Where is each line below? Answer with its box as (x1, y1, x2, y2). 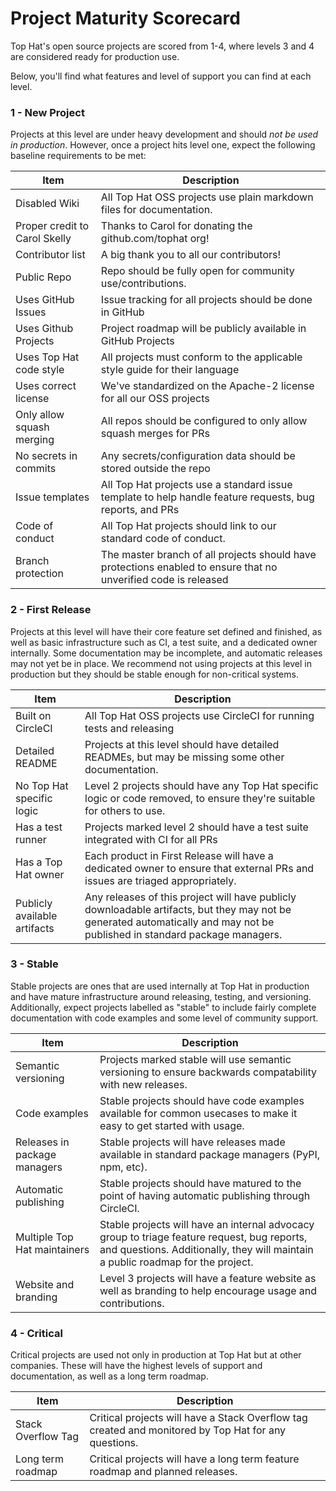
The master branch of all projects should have (100, 548, 317, 562)
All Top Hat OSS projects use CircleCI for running (84, 708, 315, 722)
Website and (15, 1277, 75, 1291)
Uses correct (15, 379, 77, 393)
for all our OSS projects (100, 392, 210, 406)
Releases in (15, 1135, 70, 1149)
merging (15, 433, 55, 447)
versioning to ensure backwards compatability (99, 1065, 317, 1079)
